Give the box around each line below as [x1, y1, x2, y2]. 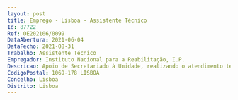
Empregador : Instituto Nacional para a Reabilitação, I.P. [7, 56, 186, 63]
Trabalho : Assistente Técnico [7, 50, 97, 57]
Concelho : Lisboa [7, 75, 59, 83]
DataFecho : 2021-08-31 [7, 43, 74, 50]
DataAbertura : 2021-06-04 [7, 37, 84, 44]
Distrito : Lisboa [7, 82, 59, 89]
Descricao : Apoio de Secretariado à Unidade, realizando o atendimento [7, 63, 223, 70]
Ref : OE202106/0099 [7, 30, 65, 37]
